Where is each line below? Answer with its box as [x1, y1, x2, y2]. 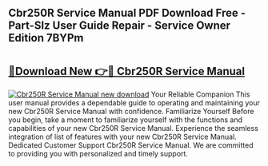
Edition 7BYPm [8, 31, 84, 45]
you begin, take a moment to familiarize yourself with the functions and [8, 115, 242, 125]
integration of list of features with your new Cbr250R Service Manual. [8, 132, 238, 141]
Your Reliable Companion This [150, 89, 250, 99]
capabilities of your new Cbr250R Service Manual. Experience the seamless [8, 124, 258, 132]
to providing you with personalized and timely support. [8, 149, 188, 158]
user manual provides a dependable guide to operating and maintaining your [8, 98, 261, 107]
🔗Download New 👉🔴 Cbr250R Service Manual [8, 64, 246, 78]
